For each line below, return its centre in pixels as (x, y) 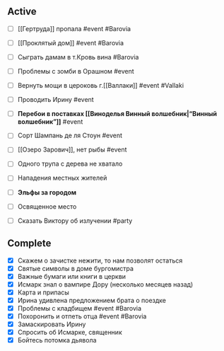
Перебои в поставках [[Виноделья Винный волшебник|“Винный (117, 114)
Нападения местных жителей (62, 178)
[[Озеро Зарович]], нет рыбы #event (72, 150)
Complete (29, 243)
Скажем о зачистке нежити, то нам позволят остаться (100, 260)
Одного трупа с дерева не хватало (70, 164)
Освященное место (47, 206)
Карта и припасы (43, 292)
